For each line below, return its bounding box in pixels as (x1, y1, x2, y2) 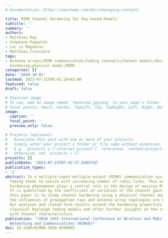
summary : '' (5, 26, 30, 31)
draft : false (5, 86, 32, 91)
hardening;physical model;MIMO (9, 63, 75, 68)
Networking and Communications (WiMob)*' (9, 221, 97, 226)
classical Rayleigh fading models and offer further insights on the (9, 206, 157, 212)
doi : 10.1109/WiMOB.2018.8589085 (5, 225, 75, 230)
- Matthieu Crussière (5, 49, 50, 54)
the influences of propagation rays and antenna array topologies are (9, 197, 160, 203)
